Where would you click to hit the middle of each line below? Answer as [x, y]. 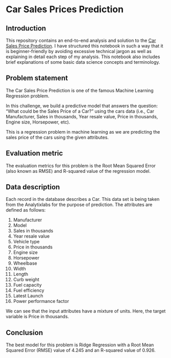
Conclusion [25, 333]
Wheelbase [25, 263]
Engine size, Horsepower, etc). [38, 122]
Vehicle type [26, 242]
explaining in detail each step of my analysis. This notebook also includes [83, 57]
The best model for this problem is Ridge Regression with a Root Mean [80, 345]
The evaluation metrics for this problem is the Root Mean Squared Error [81, 165]
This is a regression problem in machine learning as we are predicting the [83, 132]
